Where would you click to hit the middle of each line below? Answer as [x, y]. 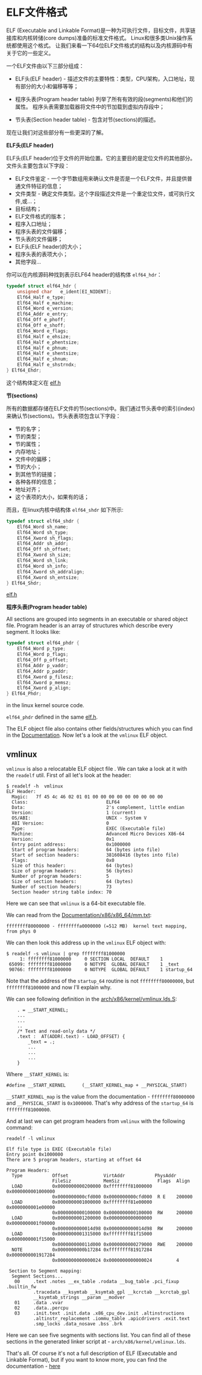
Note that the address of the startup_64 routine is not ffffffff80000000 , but [100, 981]
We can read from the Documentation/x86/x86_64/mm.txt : [79, 915]
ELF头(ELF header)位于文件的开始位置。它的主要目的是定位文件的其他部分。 [101, 158]
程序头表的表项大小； [41, 254]
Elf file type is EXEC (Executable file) [59, 1149]
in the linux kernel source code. [45, 705]
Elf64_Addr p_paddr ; [43, 671]
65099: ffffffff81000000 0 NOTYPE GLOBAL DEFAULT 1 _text [94, 964]
